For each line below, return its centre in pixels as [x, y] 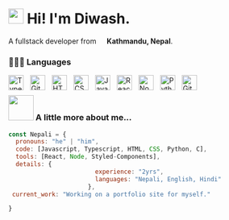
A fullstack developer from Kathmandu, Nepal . [91, 41]
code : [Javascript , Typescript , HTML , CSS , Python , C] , [111, 149]
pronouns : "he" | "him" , [57, 142]
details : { [34, 164]
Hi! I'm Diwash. [79, 19]
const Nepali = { [37, 134]
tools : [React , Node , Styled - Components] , [88, 157]
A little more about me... [83, 118]
